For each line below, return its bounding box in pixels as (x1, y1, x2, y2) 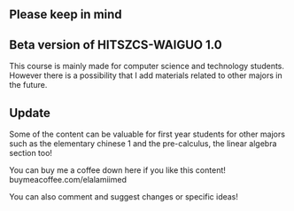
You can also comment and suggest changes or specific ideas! (9, 191, 239, 202)
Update (9, 105, 51, 121)
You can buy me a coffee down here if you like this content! (9, 165, 226, 176)
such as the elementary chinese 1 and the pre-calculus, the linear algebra (9, 138, 277, 149)
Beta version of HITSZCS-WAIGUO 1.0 (9, 37, 223, 52)
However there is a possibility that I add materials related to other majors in (9, 70, 282, 81)
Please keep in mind (9, 7, 122, 22)
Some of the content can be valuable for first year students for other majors (9, 129, 286, 140)
